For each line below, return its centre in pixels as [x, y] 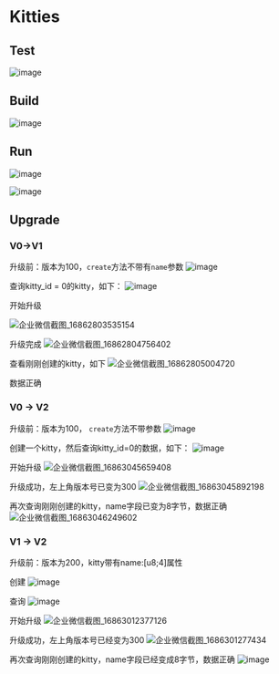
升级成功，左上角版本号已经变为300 [77, 639]
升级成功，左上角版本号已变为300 [73, 486]
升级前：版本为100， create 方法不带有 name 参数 [97, 267]
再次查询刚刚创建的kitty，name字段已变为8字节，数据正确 [119, 506]
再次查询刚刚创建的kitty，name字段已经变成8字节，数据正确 [122, 659]
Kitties [35, 17]
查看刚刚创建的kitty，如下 [58, 364]
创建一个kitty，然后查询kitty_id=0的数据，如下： [100, 448]
